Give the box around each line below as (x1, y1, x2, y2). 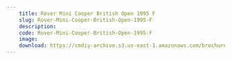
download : (19, 42, 48, 49)
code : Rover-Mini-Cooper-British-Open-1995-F (19, 29, 153, 37)
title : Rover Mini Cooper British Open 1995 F (19, 10, 156, 17)
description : (19, 23, 57, 30)
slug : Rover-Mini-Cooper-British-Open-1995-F (19, 17, 153, 23)
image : (19, 36, 38, 43)
